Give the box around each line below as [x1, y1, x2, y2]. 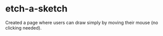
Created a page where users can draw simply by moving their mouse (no [5, 19, 158, 25]
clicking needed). [5, 24, 42, 30]
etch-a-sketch [5, 3, 68, 14]
